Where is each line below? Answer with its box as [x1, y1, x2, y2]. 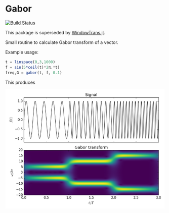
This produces [5, 79, 35, 85]
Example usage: [5, 49, 39, 55]
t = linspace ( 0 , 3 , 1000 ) [5, 59, 56, 65]
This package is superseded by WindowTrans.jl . [5, 29, 105, 35]
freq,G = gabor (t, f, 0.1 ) [5, 70, 62, 75]
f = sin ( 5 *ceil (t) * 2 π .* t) [5, 65, 60, 70]
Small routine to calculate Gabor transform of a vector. [5, 39, 119, 45]
